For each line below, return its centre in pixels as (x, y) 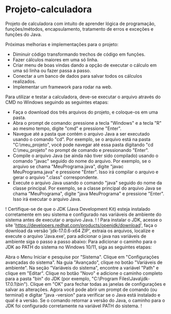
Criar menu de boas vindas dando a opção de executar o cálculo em (84, 65)
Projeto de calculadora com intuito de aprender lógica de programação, (80, 24)
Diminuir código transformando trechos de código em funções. (79, 54)
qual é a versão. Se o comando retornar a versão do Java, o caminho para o (85, 300)
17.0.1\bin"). (17, 284)
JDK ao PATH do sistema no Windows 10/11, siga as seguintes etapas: (79, 247)
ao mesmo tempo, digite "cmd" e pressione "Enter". (67, 128)
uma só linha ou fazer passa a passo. (52, 71)
